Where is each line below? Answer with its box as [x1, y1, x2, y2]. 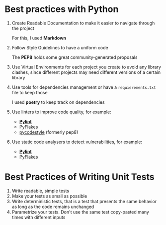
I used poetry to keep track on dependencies [11, 99, 105, 105]
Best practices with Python [4, 3, 119, 15]
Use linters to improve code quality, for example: [11, 109, 111, 115]
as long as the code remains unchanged [11, 204, 94, 210]
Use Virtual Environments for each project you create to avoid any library [11, 64, 161, 70]
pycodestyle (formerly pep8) [19, 129, 79, 135]
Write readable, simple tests [11, 188, 70, 194]
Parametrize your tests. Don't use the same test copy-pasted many [11, 209, 150, 215]
